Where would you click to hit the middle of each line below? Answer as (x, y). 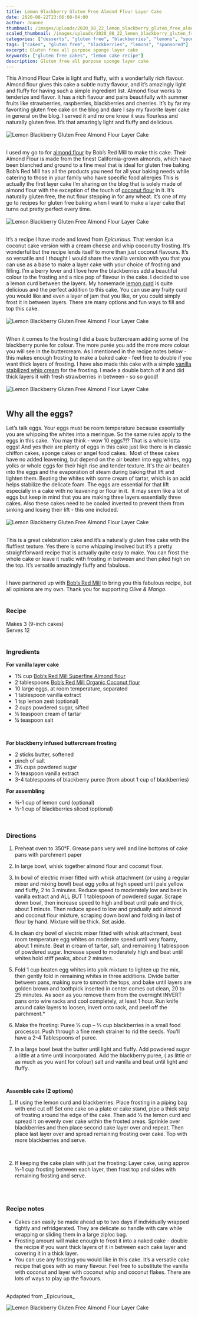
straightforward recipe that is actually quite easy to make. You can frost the (97, 553)
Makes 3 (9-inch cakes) (35, 624)
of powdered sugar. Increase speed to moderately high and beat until (99, 952)
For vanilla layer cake (33, 664)
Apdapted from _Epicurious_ (40, 1296)
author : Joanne (25, 22)
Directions (21, 835)
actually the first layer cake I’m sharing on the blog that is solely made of (94, 183)
